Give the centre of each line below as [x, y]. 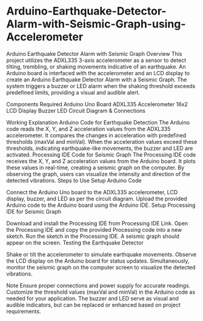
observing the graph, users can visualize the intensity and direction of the [98, 174]
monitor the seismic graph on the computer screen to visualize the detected [101, 267]
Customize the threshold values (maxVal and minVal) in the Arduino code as [101, 292]
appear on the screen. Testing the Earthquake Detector [75, 242]
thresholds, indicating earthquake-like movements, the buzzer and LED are [100, 148]
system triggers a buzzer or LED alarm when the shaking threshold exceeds [101, 86]
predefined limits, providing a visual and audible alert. [73, 92]
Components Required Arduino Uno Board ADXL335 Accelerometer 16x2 [97, 104]
